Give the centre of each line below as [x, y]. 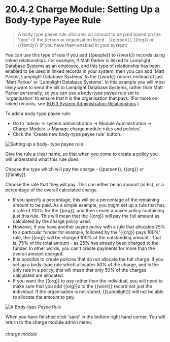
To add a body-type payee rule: [38, 113]
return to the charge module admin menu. [49, 322]
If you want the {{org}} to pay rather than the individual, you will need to [88, 280]
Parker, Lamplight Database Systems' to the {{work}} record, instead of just [84, 76]
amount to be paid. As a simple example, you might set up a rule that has [89, 205]
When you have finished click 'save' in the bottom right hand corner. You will [85, 317]
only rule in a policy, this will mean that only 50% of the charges [79, 270]
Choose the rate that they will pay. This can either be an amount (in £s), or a [84, 184]
